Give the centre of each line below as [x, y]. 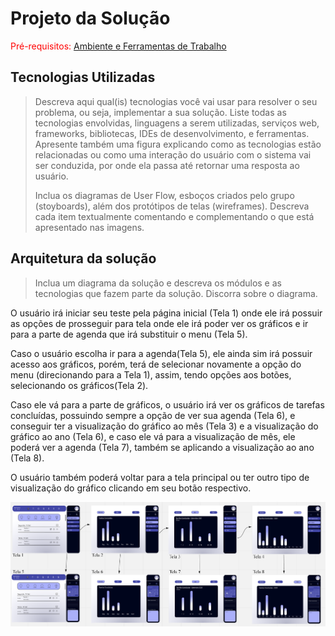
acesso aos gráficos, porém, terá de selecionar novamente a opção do [156, 364]
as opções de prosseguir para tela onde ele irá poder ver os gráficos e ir [159, 323]
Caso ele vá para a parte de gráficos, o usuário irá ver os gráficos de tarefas [167, 404]
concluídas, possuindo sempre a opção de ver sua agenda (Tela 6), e [153, 415]
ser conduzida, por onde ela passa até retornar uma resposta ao [167, 165]
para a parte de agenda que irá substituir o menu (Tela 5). [129, 334]
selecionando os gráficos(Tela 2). [79, 385]
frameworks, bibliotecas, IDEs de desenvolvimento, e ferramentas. [172, 133]
